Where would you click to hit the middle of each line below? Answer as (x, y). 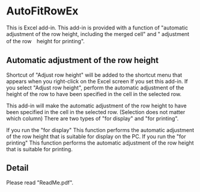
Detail (17, 168)
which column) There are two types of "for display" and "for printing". (92, 118)
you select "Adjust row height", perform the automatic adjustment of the (95, 88)
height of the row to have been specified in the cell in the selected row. (94, 94)
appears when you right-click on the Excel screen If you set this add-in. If (97, 81)
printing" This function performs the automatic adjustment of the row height (100, 143)
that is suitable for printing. (40, 149)
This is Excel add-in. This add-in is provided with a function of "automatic (97, 28)
